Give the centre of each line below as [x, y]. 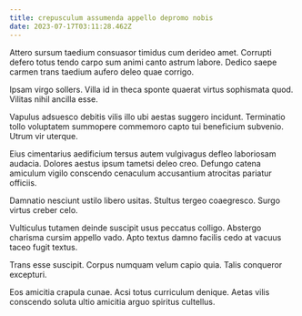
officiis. [23, 182]
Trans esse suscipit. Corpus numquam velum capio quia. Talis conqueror [146, 264]
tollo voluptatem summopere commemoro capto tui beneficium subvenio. [147, 126]
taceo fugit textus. [44, 247]
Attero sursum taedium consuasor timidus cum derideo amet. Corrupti [141, 52]
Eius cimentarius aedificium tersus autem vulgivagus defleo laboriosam [143, 153]
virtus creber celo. [44, 209]
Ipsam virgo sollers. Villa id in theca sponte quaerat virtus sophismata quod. [151, 89]
